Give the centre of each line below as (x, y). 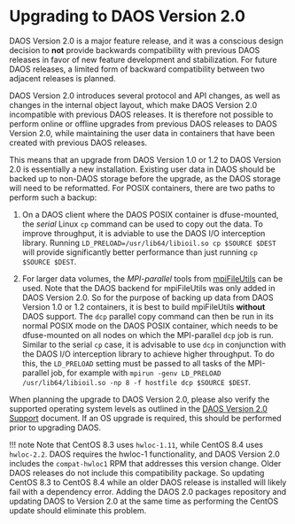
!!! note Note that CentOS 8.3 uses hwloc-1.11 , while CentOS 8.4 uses (136, 444)
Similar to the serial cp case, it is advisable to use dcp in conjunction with (154, 344)
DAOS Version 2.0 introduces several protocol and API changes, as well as (145, 96)
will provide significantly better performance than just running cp (140, 252)
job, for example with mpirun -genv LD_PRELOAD (136, 373)
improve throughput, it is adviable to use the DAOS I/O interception (144, 233)
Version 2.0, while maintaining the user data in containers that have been (142, 133)
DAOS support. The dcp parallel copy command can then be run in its (148, 316)
